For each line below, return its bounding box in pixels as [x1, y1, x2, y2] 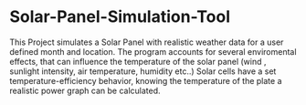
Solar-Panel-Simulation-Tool [9, 6, 231, 27]
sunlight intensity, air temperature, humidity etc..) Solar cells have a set [9, 66, 277, 77]
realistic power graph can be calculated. [9, 85, 162, 96]
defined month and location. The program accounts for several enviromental [9, 46, 297, 57]
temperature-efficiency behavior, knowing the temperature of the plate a [9, 75, 282, 86]
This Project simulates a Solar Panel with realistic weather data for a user [9, 37, 284, 47]
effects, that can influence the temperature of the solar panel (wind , [9, 56, 267, 67]
